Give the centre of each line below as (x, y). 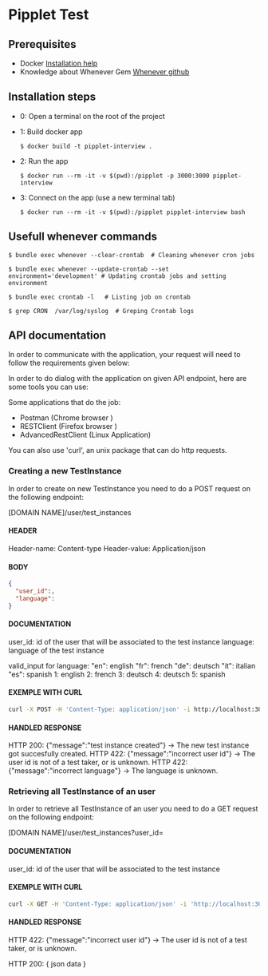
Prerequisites (42, 44)
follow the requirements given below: (69, 363)
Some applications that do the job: (65, 403)
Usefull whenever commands (83, 237)
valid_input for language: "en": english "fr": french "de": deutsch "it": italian (132, 665)
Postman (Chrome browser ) (66, 418)
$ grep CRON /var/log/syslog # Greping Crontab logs (101, 311)
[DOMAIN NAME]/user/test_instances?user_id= (86, 833)
